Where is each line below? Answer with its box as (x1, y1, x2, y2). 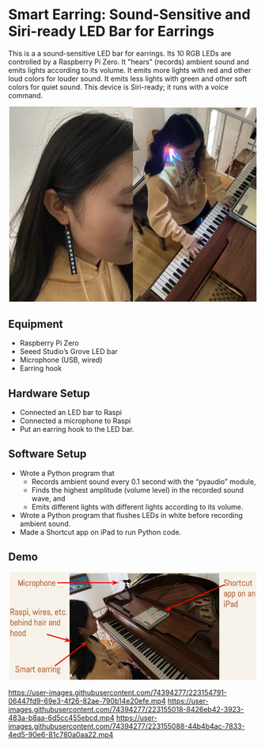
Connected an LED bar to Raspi (19, 408, 123, 417)
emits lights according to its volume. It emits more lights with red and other (8, 65, 252, 74)
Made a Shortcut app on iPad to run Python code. (19, 527, 182, 536)
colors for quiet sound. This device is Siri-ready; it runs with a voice (8, 82, 229, 92)
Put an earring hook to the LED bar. (19, 425, 134, 433)
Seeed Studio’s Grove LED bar (19, 347, 119, 356)
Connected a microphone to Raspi (19, 416, 131, 425)
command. (8, 90, 44, 100)
